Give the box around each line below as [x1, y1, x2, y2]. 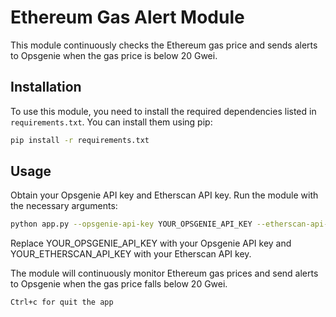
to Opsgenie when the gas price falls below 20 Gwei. [10, 278, 228, 290]
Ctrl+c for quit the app [10, 297, 114, 308]
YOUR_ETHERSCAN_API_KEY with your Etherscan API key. [10, 248, 252, 260]
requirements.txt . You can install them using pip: [10, 116, 213, 128]
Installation [10, 79, 82, 96]
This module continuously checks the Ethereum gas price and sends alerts [10, 39, 318, 51]
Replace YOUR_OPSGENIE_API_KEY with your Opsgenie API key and [10, 237, 292, 250]
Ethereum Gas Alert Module [10, 6, 245, 29]
